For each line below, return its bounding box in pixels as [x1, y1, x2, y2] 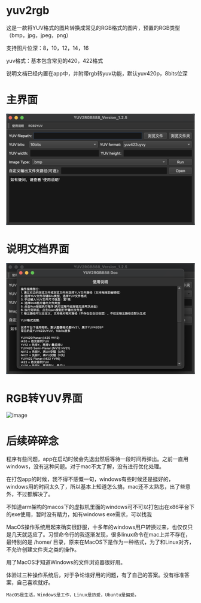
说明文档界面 [6, 242, 70, 256]
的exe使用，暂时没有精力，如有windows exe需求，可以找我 [6, 511, 153, 518]
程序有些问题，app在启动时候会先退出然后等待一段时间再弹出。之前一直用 [6, 456, 189, 463]
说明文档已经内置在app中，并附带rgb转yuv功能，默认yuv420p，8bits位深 [6, 69, 188, 77]
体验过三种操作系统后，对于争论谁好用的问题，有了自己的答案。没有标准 [6, 571, 184, 578]
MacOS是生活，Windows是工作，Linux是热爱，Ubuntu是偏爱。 [6, 592, 139, 598]
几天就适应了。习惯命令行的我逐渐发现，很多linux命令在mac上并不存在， [11, 531, 191, 538]
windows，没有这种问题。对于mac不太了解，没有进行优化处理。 [6, 463, 165, 470]
